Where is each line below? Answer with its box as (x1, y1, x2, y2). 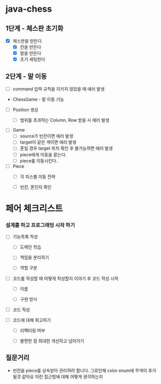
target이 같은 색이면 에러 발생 (20, 139, 77, 145)
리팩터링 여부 (20, 327, 46, 333)
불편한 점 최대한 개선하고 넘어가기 (20, 338, 85, 343)
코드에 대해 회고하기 (12, 317, 51, 323)
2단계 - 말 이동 (5, 72, 47, 80)
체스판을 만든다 (12, 38, 42, 44)
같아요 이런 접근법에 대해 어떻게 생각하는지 (22, 373, 103, 380)
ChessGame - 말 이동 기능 (12, 96, 64, 102)
